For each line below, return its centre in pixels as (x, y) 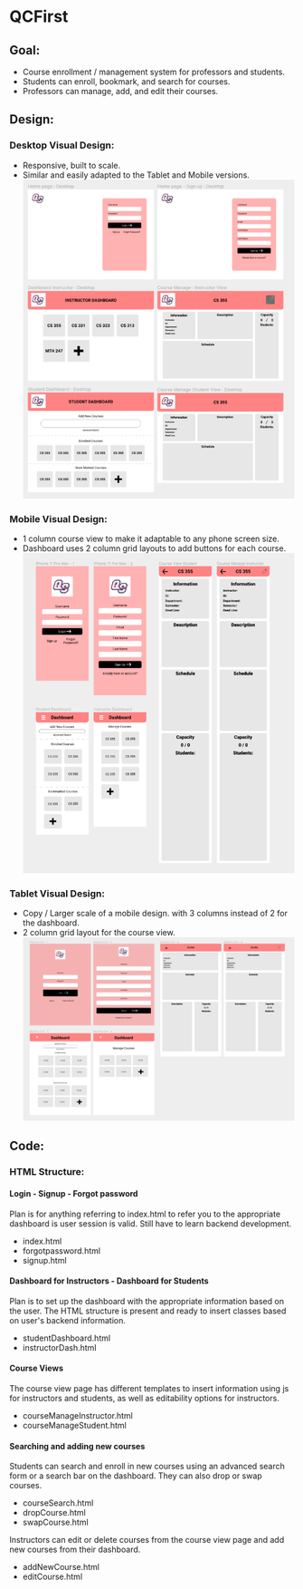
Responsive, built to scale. (71, 165)
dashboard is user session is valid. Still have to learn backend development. (151, 1223)
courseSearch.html (58, 1503)
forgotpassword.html (62, 1250)
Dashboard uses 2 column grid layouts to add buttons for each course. (154, 548)
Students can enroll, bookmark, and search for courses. (126, 82)
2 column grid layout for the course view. (99, 932)
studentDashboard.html (66, 1338)
